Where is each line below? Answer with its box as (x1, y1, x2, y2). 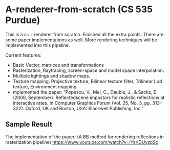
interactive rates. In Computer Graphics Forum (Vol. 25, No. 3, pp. (12, 99, 152, 106)
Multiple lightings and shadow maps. (12, 72, 91, 79)
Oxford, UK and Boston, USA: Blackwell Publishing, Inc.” (25, 105, 144, 111)
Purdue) (5, 14, 40, 26)
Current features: (5, 52, 42, 58)
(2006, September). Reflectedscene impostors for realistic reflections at (12, 94, 165, 101)
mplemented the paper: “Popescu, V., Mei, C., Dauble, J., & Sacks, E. (12, 89, 158, 95)
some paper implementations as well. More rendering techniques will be (5, 37, 158, 43)
